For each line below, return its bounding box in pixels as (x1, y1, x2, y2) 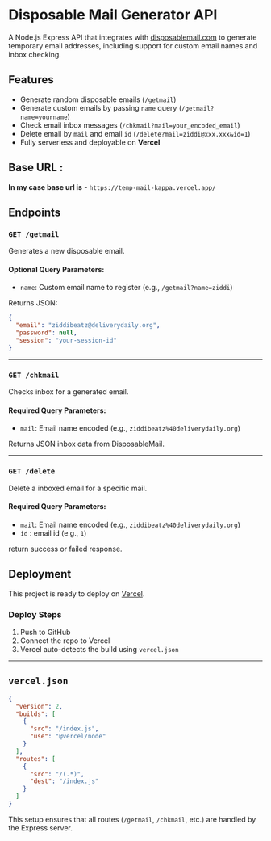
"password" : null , (15, 329, 78, 337)
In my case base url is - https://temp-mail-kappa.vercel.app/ (8, 182, 216, 191)
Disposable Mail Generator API (8, 6, 218, 24)
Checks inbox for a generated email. (8, 387, 129, 397)
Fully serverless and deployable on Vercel (19, 137, 161, 147)
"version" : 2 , (15, 702, 63, 710)
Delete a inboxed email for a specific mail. (8, 483, 148, 493)
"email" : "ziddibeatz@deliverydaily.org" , (15, 322, 161, 330)
